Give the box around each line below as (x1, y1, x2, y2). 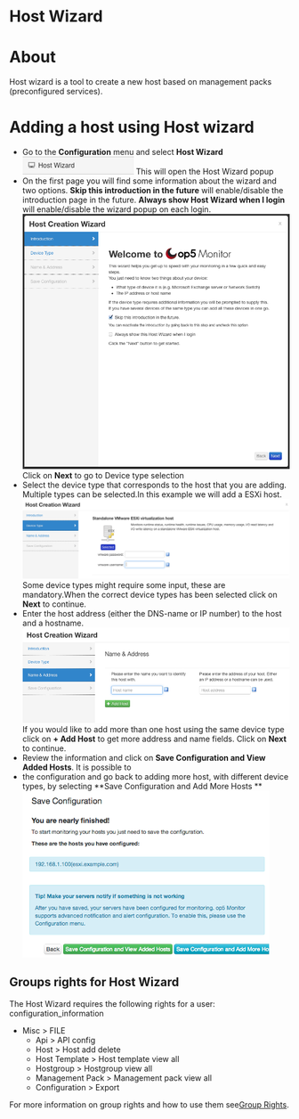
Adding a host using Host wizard (9, 118, 255, 137)
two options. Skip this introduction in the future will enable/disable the (21, 185, 284, 196)
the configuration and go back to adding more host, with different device (21, 771, 289, 781)
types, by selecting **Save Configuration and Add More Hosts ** (21, 780, 263, 791)
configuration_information (9, 1008, 104, 1018)
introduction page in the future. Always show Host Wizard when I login (21, 194, 286, 206)
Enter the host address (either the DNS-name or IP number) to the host (21, 609, 282, 618)
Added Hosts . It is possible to (21, 762, 132, 772)
